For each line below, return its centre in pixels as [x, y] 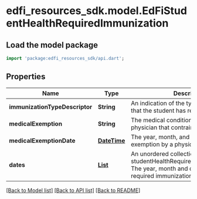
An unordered [150, 154]
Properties [26, 77]
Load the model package [52, 45]
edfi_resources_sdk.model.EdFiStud [97, 11]
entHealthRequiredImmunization [87, 23]
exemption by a [152, 144]
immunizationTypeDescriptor [51, 107]
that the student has [159, 110]
